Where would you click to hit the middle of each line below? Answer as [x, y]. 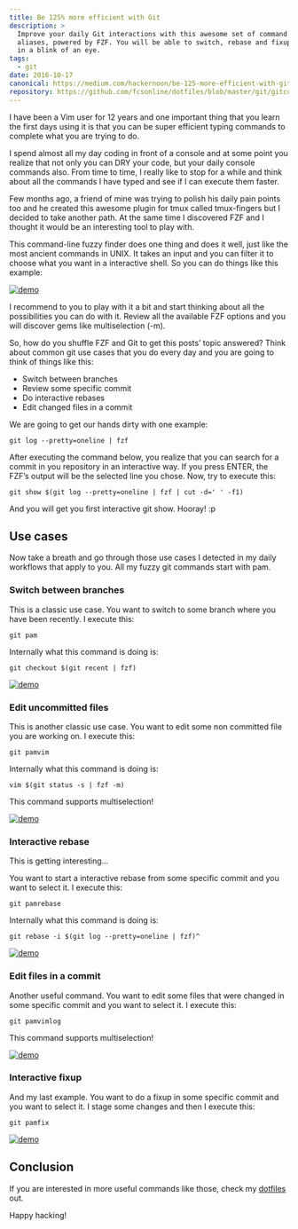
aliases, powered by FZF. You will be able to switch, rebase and [142, 42]
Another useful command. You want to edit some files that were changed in [147, 996]
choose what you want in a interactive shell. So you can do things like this [144, 263]
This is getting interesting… [59, 861]
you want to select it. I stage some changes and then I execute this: [132, 1107]
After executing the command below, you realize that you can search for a [144, 457]
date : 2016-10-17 [41, 75]
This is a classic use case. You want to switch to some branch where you [143, 610]
